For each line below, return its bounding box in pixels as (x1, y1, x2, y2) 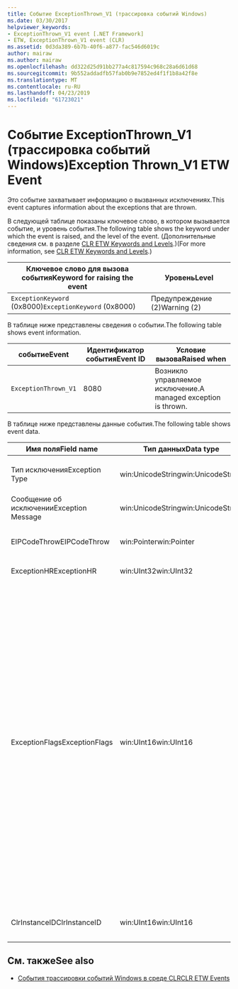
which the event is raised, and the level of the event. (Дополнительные (7, 231, 216, 240)
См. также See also (7, 955, 94, 967)
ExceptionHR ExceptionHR (11, 566, 97, 576)
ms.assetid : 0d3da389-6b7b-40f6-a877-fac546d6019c (7, 43, 160, 50)
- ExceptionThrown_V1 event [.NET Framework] (7, 30, 144, 38)
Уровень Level (164, 273, 214, 283)
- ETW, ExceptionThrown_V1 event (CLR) (7, 37, 125, 44)
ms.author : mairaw (7, 57, 62, 64)
